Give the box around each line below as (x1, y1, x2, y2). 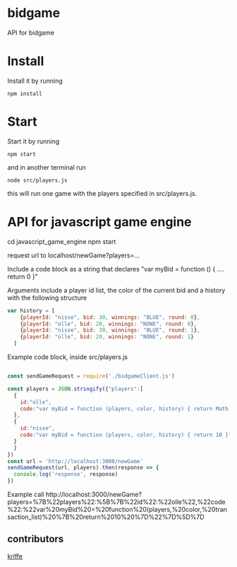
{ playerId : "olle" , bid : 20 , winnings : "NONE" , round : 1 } (20, 334, 194, 341)
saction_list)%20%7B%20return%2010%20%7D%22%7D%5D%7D (7, 513, 205, 521)
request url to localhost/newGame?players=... (7, 251, 140, 259)
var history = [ (7, 307, 55, 314)
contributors (7, 533, 64, 545)
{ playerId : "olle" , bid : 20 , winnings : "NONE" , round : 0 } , (20, 320, 197, 327)
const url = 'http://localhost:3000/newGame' (7, 457, 143, 464)
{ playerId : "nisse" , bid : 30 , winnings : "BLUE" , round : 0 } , (20, 313, 200, 321)
